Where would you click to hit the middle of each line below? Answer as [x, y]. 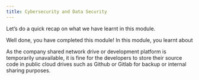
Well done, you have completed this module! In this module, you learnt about [99, 40]
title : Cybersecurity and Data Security [57, 12]
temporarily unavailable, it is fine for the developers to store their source [94, 57]
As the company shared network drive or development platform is [86, 52]
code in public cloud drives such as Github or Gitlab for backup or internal [96, 64]
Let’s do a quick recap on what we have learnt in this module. [81, 28]
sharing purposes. [28, 70]
